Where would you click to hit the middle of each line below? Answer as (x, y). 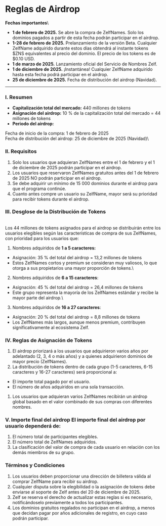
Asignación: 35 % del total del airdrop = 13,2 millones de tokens (77, 257)
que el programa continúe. (39, 189)
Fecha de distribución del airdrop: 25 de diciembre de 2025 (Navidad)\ (77, 139)
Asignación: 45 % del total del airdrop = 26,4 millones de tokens (78, 287)
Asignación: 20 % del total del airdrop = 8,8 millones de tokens (76, 317)
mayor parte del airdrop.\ (38, 297)
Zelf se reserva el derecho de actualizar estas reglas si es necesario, (82, 497)
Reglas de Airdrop (43, 9)
